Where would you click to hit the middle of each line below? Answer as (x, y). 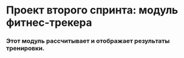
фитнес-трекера (49, 23)
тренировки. (25, 49)
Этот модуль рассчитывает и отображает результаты (88, 41)
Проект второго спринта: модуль (92, 10)
